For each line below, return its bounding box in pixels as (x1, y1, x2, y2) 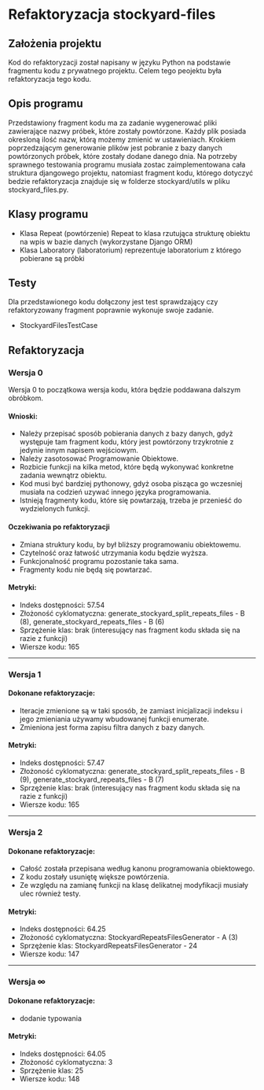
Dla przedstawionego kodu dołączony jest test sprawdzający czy (8, 297, 218, 307)
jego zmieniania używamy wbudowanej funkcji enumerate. (19, 714, 210, 724)
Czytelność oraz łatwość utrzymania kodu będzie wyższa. (19, 548, 208, 558)
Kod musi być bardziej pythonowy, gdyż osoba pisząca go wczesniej (19, 479, 243, 488)
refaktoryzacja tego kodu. (8, 75, 92, 83)
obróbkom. (8, 393, 44, 403)
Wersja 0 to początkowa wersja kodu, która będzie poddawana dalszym (8, 385, 241, 395)
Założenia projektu (8, 37, 102, 50)
